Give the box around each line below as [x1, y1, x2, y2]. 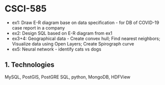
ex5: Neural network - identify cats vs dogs [11, 46, 101, 52]
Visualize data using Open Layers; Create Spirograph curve [11, 40, 134, 46]
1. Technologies [4, 60, 54, 69]
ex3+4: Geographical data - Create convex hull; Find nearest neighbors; [11, 35, 160, 41]
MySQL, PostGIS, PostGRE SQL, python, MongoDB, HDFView [4, 73, 130, 80]
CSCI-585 [4, 3, 47, 14]
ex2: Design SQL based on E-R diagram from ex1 [11, 30, 112, 36]
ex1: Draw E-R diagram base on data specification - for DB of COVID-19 [11, 19, 159, 25]
